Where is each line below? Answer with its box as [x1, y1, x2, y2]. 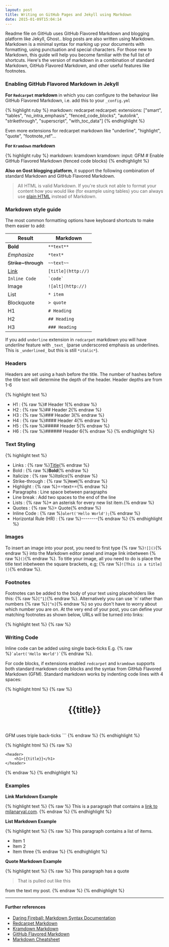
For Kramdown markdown [5, 142, 55, 149]
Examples [5, 782, 30, 789]
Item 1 [12, 838, 25, 844]
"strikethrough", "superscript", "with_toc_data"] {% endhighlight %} [5, 118, 145, 124]
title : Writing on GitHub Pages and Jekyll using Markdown [5, 12, 132, 17]
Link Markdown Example [5, 793, 58, 799]
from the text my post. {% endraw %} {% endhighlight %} [5, 887, 125, 894]
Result [17, 235, 34, 242]
